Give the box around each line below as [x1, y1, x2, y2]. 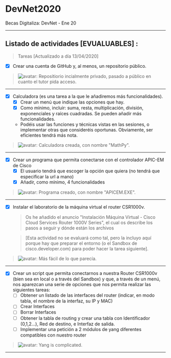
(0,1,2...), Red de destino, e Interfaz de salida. [20, 321, 116, 327]
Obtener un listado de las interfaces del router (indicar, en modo [20, 292, 155, 298]
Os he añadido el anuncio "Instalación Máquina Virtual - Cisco [25, 214, 156, 220]
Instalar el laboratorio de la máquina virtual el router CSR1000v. [12, 204, 145, 210]
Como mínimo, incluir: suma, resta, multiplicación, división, [20, 105, 144, 111]
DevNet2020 [5, 3, 61, 15]
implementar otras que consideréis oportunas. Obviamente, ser [20, 127, 153, 133]
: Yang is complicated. [36, 342, 82, 348]
